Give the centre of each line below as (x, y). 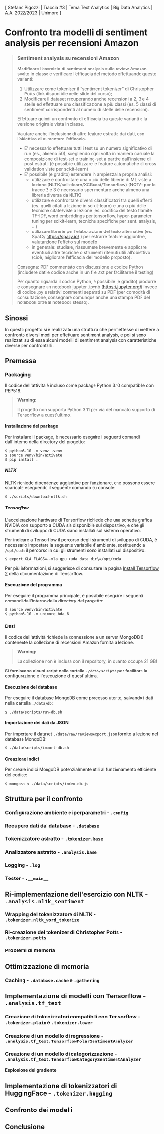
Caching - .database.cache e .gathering (52, 980)
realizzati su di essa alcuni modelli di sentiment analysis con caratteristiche (81, 340)
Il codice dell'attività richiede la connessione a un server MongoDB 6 (74, 637)
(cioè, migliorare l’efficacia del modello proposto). (82, 257)
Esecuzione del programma (34, 584)
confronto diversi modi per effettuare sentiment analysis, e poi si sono (76, 335)
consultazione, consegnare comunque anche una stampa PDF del (83, 297)
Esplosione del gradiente (31, 1070)
